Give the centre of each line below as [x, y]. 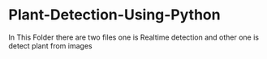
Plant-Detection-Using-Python [114, 15]
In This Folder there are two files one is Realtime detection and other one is [134, 37]
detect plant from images [50, 45]
